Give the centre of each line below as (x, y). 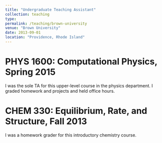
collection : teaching (27, 14)
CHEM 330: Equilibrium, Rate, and (76, 111)
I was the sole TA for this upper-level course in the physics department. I (79, 86)
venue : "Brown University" (33, 28)
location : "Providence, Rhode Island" (45, 37)
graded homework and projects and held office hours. (60, 91)
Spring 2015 (30, 72)
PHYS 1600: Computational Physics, (81, 62)
